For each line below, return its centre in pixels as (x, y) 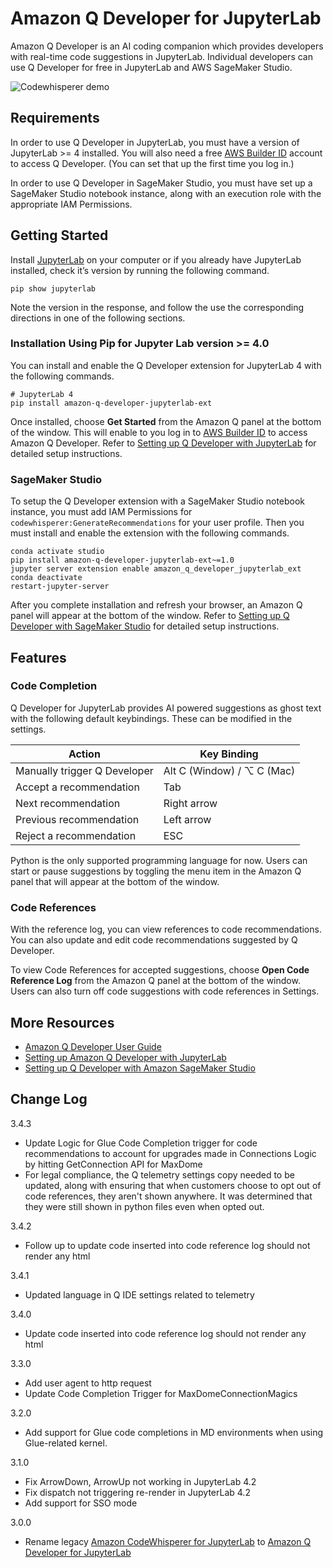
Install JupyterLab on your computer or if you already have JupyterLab (156, 259)
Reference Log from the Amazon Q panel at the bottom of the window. (155, 981)
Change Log (49, 1099)
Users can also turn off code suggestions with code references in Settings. (165, 991)
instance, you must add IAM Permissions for (101, 512)
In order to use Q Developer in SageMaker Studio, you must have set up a (161, 183)
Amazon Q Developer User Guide (93, 1046)
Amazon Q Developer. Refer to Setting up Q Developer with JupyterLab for (163, 443)
